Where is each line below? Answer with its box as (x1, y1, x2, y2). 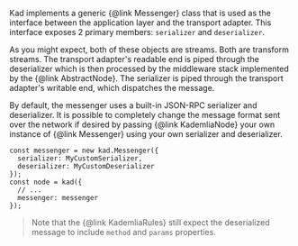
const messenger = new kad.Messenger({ (9, 146, 159, 155)
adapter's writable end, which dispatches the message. (9, 83, 215, 93)
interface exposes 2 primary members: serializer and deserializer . (9, 27, 266, 37)
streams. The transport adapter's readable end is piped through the (9, 54, 259, 64)
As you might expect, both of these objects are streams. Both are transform (9, 44, 290, 55)
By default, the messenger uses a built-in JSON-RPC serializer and (9, 100, 258, 111)
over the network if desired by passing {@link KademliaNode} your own (9, 119, 275, 130)
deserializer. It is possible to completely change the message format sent (9, 110, 281, 120)
